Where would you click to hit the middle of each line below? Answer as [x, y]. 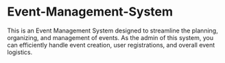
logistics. [20, 52]
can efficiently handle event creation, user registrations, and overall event [111, 45]
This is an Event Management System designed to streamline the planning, [113, 30]
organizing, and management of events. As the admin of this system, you [110, 37]
